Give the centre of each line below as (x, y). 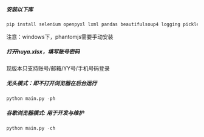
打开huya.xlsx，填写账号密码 (43, 52)
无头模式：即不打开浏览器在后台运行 (52, 83)
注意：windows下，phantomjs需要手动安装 (60, 37)
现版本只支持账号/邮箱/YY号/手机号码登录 (58, 68)
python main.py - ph (31, 98)
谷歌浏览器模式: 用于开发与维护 (45, 113)
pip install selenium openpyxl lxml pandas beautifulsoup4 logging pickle (103, 24)
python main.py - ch (31, 128)
